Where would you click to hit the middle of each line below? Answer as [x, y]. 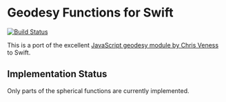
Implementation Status [57, 74]
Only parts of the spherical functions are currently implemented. [98, 90]
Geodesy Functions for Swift [90, 13]
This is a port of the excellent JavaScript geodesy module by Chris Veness [113, 45]
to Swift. [19, 52]
